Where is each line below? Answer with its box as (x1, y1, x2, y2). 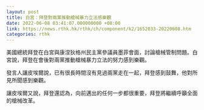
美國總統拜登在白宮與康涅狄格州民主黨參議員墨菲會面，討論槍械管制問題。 (6, 49, 192, 56)
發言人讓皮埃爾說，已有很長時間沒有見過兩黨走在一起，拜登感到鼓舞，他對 (6, 69, 192, 76)
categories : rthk (6, 31, 50, 37)
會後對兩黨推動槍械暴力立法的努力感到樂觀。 (38, 56, 150, 63)
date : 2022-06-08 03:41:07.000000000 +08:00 (6, 20, 121, 26)
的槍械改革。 (6, 97, 38, 105)
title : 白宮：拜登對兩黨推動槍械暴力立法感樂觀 (6, 15, 112, 21)
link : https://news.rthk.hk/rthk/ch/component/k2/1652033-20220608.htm (6, 25, 191, 32)
